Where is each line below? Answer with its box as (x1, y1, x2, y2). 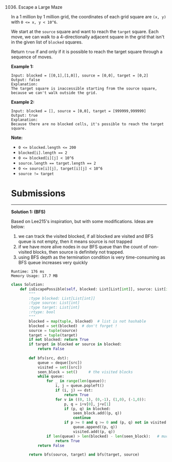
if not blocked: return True (29, 337, 89, 342)
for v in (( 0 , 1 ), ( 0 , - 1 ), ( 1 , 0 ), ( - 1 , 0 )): (55, 397, 146, 402)
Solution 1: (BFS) (11, 209, 46, 215)
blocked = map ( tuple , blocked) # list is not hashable (29, 319, 146, 323)
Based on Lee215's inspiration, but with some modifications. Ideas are (11, 218, 153, 224)
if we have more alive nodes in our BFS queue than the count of (18, 243, 148, 249)
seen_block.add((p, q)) (73, 411, 122, 416)
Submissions (11, 188, 66, 199)
